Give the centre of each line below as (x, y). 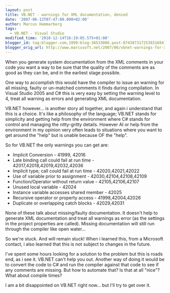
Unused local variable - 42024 (45, 187)
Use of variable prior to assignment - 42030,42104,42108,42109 (80, 176)
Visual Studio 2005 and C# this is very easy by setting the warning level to (83, 93)
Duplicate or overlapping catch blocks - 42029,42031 (69, 203)
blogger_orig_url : (25, 47)
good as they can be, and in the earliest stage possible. (63, 72)
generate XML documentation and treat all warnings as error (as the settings (85, 218)
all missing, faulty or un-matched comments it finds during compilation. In (82, 88)
